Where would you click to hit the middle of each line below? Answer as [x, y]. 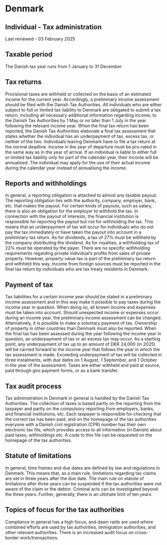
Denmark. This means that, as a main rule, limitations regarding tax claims [81, 473]
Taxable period [29, 54]
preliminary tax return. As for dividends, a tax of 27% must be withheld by [81, 238]
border [12, 538]
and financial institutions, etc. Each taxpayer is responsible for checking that [83, 414]
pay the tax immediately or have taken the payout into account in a [73, 232]
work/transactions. [39, 538]
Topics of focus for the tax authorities [65, 510]
